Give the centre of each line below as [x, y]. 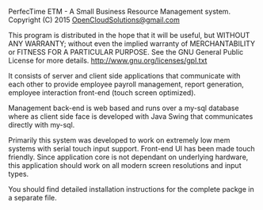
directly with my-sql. [42, 125]
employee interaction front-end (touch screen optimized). [102, 93]
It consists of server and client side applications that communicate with [124, 76]
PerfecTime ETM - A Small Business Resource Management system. [120, 11]
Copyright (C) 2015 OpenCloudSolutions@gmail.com [94, 20]
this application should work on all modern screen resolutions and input [125, 165]
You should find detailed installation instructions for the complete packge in [131, 189]
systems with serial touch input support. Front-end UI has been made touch [131, 149]
